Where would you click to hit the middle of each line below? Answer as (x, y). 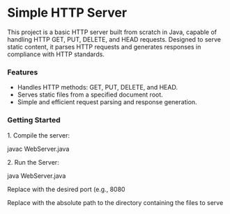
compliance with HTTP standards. (56, 54)
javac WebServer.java (38, 149)
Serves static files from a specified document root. (90, 94)
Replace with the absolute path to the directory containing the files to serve (115, 202)
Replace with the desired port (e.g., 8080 (66, 189)
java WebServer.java (37, 176)
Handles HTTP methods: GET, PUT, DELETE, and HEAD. (97, 88)
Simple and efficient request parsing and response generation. (107, 102)
